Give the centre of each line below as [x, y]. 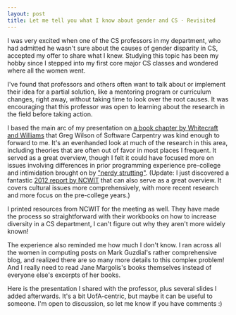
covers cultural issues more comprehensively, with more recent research [113, 187]
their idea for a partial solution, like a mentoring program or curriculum [109, 92]
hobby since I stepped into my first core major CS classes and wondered [113, 63]
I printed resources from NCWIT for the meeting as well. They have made [113, 209]
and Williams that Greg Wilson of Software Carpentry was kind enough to [113, 135]
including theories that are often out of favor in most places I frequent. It [112, 150]
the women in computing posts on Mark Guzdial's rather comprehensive [112, 252]
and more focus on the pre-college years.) [69, 195]
